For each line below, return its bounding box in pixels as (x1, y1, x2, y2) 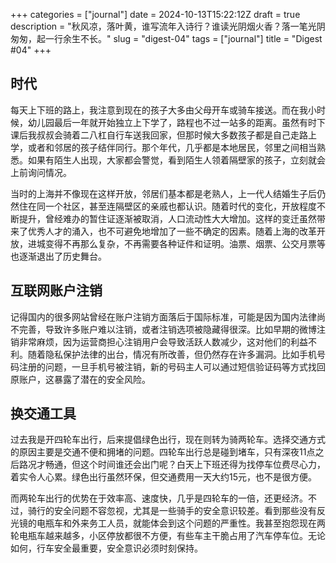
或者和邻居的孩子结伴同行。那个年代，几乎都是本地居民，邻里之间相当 (27, 141, 317, 153)
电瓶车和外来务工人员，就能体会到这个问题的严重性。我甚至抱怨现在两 (36, 517, 326, 529)
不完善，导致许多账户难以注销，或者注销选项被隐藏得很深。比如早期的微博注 (10, 323, 326, 335)
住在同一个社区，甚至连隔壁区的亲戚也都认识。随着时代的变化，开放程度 (18, 200, 317, 212)
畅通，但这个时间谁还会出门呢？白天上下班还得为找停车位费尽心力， (44, 459, 326, 471)
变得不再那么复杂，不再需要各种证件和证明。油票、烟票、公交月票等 (44, 237, 326, 249)
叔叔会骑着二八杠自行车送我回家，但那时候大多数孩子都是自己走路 (36, 129, 308, 141)
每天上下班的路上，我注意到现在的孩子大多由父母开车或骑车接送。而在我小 (10, 104, 317, 116)
